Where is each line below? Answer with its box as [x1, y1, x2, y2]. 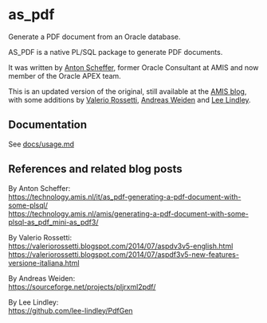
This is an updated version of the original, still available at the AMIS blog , [8, 86, 247, 96]
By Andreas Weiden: [8, 273, 76, 283]
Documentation [8, 118, 88, 132]
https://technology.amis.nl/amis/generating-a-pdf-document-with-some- [8, 208, 249, 218]
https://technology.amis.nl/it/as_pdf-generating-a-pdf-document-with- [8, 192, 241, 201]
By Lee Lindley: [8, 297, 59, 307]
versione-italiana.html [8, 258, 80, 267]
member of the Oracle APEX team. [8, 71, 121, 80]
